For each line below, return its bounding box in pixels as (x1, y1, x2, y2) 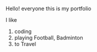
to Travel (14, 41, 37, 47)
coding (14, 28, 32, 35)
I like (5, 17, 17, 23)
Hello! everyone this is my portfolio (5, 5, 92, 12)
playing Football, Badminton (14, 34, 83, 41)
